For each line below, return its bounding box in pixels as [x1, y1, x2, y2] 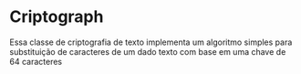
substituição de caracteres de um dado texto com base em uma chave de [9, 46, 286, 57]
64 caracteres [9, 56, 62, 67]
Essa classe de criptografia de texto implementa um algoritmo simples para [9, 37, 293, 48]
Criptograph [9, 6, 104, 27]
